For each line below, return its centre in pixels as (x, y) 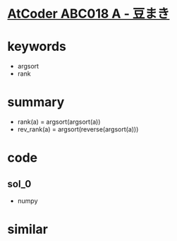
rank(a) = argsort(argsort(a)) (59, 122)
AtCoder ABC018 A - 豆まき (88, 14)
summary (36, 102)
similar (28, 229)
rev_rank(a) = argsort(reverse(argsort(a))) (78, 129)
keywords (37, 47)
